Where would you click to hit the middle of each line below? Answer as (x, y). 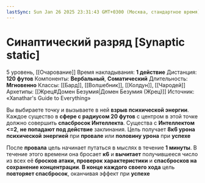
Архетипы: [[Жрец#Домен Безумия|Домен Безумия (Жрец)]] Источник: (100, 91)
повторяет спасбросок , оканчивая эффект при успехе (78, 173)
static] (23, 55)
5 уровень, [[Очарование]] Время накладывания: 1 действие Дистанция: (102, 72)
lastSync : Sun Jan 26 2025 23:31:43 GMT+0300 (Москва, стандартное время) (103, 12)
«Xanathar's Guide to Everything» (49, 98)
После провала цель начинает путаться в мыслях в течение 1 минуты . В (102, 148)
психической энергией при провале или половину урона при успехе (99, 135)
